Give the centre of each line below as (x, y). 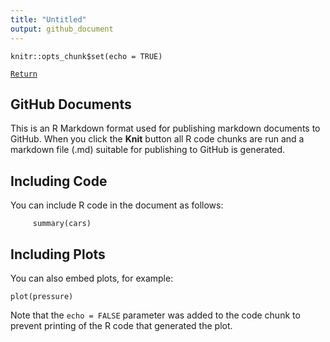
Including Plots (58, 254)
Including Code (59, 181)
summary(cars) (62, 224)
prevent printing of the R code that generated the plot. (121, 325)
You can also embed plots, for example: (92, 278)
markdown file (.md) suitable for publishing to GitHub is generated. (148, 150)
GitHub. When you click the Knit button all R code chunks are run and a (157, 139)
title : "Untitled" (48, 19)
